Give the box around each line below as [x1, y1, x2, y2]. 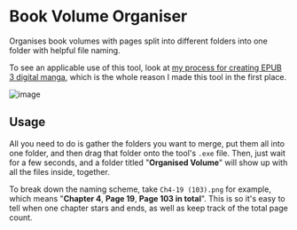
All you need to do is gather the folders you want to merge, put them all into [9, 138, 285, 148]
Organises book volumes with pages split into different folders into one [9, 36, 268, 46]
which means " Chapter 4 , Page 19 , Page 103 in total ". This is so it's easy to [9, 193, 285, 203]
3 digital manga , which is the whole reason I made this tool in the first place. [9, 71, 286, 82]
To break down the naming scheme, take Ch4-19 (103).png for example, [9, 184, 272, 194]
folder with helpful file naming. [9, 44, 121, 55]
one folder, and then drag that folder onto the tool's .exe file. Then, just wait [9, 147, 286, 158]
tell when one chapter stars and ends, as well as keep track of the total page [9, 202, 288, 213]
